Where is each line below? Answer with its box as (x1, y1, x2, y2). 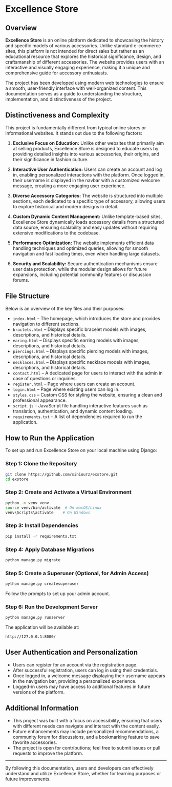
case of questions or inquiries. (12, 375, 77, 381)
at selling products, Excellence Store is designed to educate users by (12, 145, 159, 151)
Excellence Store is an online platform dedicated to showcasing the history (5, 37, 164, 43)
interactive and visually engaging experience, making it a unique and (5, 65, 150, 70)
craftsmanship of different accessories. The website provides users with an (5, 59, 165, 65)
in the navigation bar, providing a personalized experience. (12, 678, 137, 684)
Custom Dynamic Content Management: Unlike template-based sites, (12, 213, 162, 220)
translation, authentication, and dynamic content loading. (12, 408, 133, 414)
